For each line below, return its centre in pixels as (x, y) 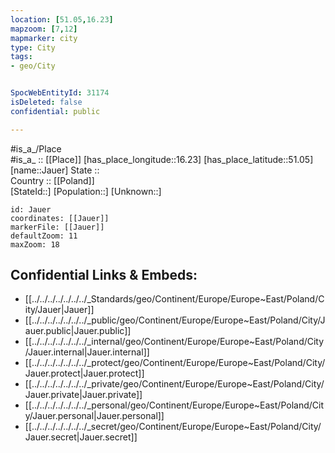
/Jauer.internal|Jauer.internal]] (87, 352)
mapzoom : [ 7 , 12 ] (44, 29)
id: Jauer (31, 209)
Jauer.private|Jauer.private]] (83, 395)
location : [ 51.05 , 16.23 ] (62, 19)
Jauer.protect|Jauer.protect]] (84, 373)
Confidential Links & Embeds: (104, 275)
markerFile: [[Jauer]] (57, 227)
